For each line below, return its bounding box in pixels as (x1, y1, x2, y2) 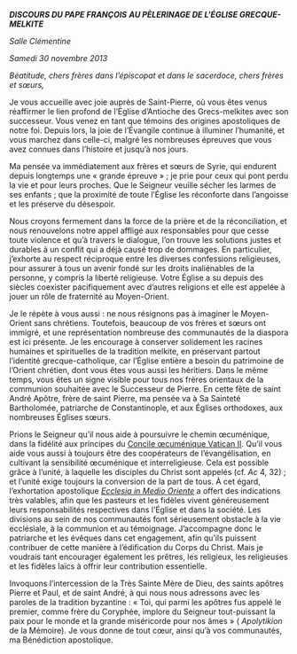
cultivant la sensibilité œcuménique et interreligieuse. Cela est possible (9, 457, 269, 468)
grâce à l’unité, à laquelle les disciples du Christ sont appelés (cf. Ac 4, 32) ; (9, 467, 286, 477)
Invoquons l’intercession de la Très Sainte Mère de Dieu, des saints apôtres (9, 578, 284, 588)
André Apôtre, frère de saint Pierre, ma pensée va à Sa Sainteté (9, 393, 241, 403)
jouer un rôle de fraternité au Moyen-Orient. (9, 292, 169, 301)
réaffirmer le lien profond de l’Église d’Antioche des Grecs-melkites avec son (9, 106, 289, 116)
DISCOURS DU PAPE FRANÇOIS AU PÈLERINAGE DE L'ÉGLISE (9, 10, 238, 19)
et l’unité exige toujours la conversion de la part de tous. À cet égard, (9, 476, 262, 487)
